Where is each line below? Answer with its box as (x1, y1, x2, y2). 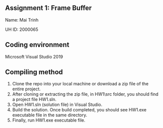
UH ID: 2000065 (5, 26, 38, 32)
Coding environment (5, 41, 70, 49)
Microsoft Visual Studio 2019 (5, 53, 63, 59)
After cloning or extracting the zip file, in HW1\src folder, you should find (12, 91, 159, 97)
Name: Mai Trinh (5, 17, 39, 23)
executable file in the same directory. (12, 112, 87, 118)
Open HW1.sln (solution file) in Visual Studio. (12, 102, 103, 107)
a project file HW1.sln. (12, 97, 56, 102)
